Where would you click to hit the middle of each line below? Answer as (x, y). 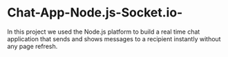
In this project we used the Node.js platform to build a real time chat (104, 32)
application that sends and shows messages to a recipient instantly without (114, 38)
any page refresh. (32, 46)
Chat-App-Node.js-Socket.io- (95, 13)
